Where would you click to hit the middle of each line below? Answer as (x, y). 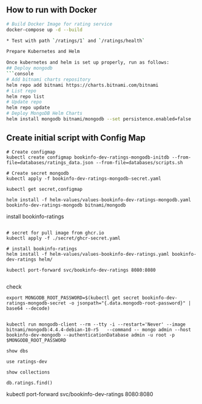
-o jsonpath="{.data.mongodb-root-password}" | (130, 303)
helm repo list (25, 97)
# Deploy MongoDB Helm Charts (45, 114)
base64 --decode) (28, 308)
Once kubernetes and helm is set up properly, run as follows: (88, 63)
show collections (28, 372)
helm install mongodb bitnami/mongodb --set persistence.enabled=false (99, 119)
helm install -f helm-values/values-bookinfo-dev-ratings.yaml (88, 254)
